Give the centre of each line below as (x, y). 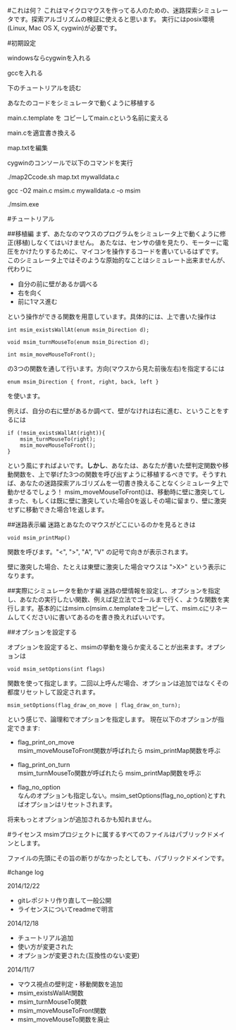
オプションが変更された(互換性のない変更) (79, 955)
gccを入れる (25, 73)
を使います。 (26, 396)
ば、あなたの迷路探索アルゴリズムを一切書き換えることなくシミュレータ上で (118, 483)
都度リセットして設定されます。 (54, 692)
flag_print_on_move (46, 742)
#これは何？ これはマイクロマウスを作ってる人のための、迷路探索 (103, 10)
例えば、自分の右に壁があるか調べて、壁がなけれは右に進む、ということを (115, 411)
